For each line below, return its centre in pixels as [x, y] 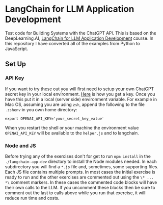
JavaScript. [17, 49]
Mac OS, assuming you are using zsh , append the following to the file [75, 104]
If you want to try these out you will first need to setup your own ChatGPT [80, 89]
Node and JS [21, 146]
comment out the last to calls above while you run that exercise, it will [75, 193]
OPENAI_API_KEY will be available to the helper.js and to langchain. [72, 133]
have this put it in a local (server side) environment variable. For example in [81, 99]
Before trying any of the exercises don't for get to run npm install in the [78, 156]
